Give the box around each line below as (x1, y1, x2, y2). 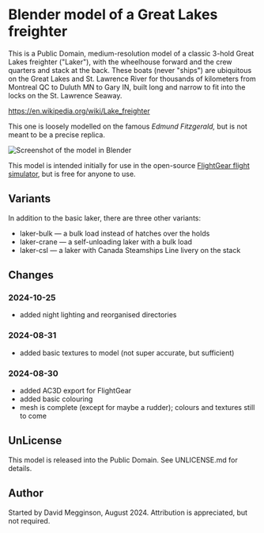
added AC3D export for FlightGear (19, 386, 132, 396)
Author (8, 486, 43, 500)
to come (19, 411, 47, 421)
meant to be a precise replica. (8, 129, 105, 140)
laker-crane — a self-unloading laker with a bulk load (19, 236, 192, 247)
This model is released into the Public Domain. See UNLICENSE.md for (8, 454, 239, 465)
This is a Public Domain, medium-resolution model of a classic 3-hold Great (8, 48, 255, 58)
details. (8, 463, 32, 473)
